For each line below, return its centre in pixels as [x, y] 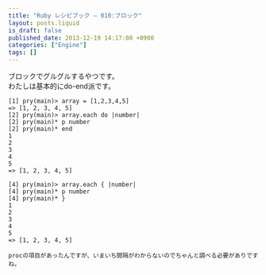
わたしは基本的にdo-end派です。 [62, 86]
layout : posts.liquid [44, 23]
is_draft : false [35, 30]
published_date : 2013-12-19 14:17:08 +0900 [81, 38]
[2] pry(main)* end [40, 129]
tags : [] [23, 52]
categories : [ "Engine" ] [48, 45]
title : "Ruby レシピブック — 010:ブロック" [75, 15]
